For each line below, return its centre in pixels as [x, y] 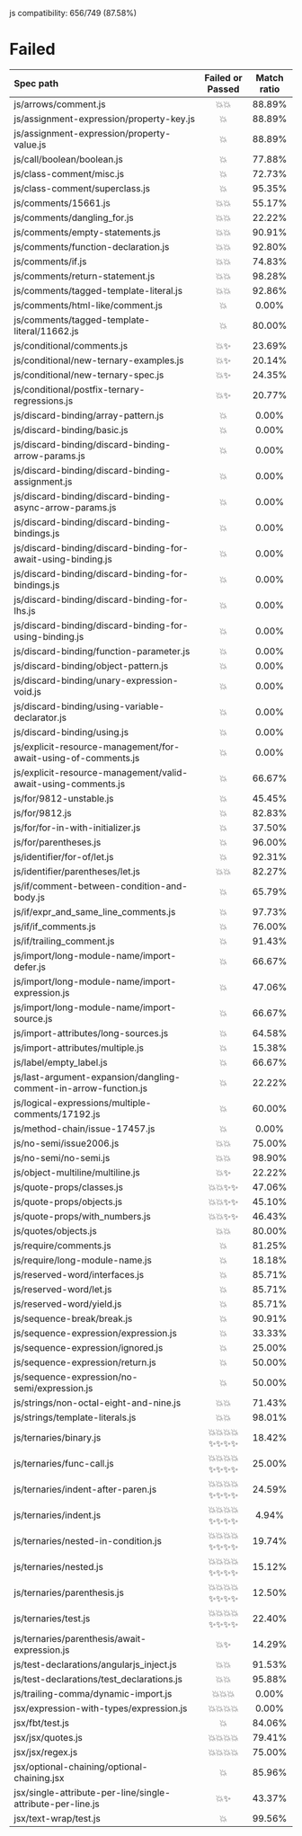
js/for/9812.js [43, 812]
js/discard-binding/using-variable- [89, 706]
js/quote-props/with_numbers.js [82, 1216]
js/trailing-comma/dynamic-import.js [93, 1693]
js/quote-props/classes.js [69, 1187]
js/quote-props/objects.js [68, 1202]
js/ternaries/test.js [52, 1619]
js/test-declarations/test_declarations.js [98, 1679]
